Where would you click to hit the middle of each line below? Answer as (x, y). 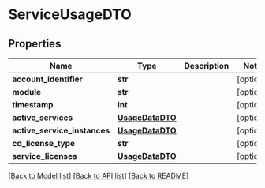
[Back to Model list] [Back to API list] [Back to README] (99, 176)
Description (207, 66)
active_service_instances (61, 130)
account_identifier (47, 79)
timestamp (33, 105)
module (27, 92)
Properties (35, 44)
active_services (43, 118)
